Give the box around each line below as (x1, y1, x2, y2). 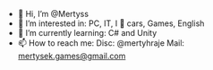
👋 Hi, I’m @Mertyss (17, 9, 89, 19)
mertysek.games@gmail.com (17, 50, 126, 61)
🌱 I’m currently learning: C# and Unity (17, 28, 158, 38)
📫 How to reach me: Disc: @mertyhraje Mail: (17, 38, 185, 48)
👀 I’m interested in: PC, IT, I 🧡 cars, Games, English (17, 18, 205, 29)
